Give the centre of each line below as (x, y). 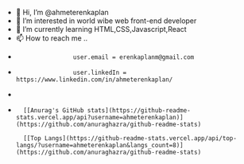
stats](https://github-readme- (139, 111)
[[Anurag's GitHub (54, 111)
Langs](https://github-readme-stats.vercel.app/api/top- (141, 139)
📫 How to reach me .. (52, 38)
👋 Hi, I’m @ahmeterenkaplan (62, 12)
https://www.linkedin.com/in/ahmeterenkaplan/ (94, 80)
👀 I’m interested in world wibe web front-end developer (106, 21)
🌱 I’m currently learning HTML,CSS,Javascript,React (101, 29)
